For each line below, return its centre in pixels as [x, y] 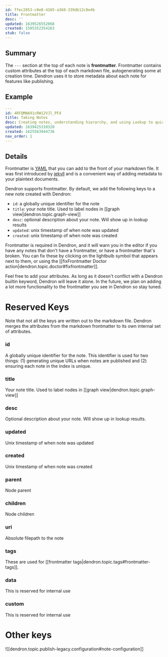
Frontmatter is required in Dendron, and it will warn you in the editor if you [81, 245]
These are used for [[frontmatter [38, 562]
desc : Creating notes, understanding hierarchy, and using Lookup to [79, 122]
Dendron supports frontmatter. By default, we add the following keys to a [80, 189]
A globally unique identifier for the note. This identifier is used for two [77, 355]
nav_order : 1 [19, 136]
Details [16, 157]
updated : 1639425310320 [30, 127]
